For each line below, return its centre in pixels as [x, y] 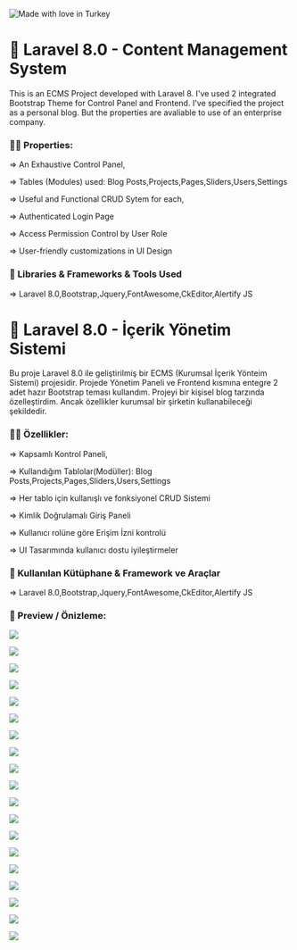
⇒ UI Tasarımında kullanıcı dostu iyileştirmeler [94, 550]
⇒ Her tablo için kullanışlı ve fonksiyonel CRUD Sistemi [110, 498]
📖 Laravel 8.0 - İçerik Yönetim [120, 329]
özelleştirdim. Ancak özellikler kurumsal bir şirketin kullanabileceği [131, 402]
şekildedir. [28, 412]
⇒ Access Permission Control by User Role [88, 234]
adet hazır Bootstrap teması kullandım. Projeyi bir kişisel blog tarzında [137, 392]
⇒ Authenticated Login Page [62, 217]
